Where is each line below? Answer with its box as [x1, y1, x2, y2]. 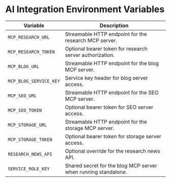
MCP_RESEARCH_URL [8, 34, 50, 40]
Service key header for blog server [65, 74, 149, 81]
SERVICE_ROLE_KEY [8, 166, 50, 171]
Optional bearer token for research [65, 45, 148, 52]
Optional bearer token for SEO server [65, 103, 154, 110]
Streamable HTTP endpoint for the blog [65, 59, 159, 67]
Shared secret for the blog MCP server [65, 162, 157, 169]
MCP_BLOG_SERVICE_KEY [8, 78, 60, 84]
